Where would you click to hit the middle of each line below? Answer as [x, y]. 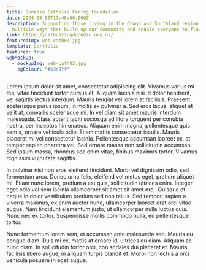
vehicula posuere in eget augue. [47, 260]
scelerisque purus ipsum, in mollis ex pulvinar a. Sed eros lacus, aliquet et [100, 106]
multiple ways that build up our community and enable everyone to [100, 29]
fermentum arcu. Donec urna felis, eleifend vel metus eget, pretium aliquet [100, 177]
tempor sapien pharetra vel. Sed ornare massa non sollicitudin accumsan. [99, 145]
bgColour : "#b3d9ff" [44, 69]
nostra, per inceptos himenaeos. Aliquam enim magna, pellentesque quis [98, 126]
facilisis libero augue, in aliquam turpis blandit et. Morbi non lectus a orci [98, 254]
